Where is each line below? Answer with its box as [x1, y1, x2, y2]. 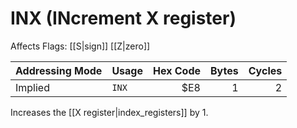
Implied [15, 80, 50, 94]
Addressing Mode [15, 63, 103, 77]
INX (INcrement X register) [10, 7, 237, 30]
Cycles [248, 63, 283, 77]
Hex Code [152, 63, 201, 77]
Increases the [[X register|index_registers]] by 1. [10, 106, 209, 118]
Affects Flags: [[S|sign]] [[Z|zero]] [10, 40, 151, 52]
